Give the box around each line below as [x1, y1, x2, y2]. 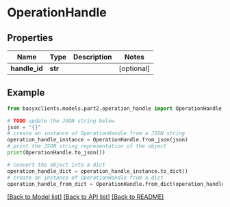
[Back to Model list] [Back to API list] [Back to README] [7, 193, 164, 201]
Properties [7, 32, 53, 44]
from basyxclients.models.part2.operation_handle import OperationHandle [7, 105, 222, 112]
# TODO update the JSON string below [7, 118, 115, 124]
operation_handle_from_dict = [7, 180, 94, 187]
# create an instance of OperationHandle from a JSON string [7, 130, 186, 137]
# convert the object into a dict [7, 161, 106, 168]
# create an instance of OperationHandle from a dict [7, 174, 164, 181]
